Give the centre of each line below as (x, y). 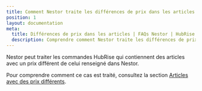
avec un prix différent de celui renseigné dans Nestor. (73, 63)
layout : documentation (35, 23)
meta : (13, 29)
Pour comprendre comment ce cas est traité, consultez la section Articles (97, 75)
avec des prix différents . (36, 81)
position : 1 (21, 17)
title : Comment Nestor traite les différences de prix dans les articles (101, 12)
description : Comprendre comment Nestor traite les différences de (98, 40)
